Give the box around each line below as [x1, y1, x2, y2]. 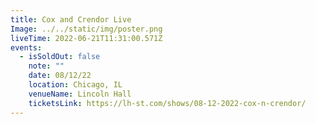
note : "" [28, 61, 65, 71]
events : [10, 42, 43, 53]
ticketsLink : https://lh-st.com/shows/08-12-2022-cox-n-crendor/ [28, 98, 307, 108]
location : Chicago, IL [28, 80, 123, 90]
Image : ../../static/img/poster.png [10, 24, 163, 34]
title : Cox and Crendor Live [10, 14, 132, 25]
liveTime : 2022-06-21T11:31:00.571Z [10, 33, 163, 43]
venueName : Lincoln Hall [28, 89, 132, 99]
